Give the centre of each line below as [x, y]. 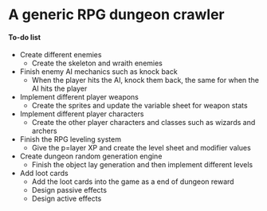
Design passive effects [69, 190]
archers [44, 131]
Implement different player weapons [79, 97]
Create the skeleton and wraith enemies [97, 63]
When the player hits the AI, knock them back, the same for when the [145, 80]
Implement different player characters [82, 114]
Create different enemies [61, 55]
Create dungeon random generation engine [91, 156]
